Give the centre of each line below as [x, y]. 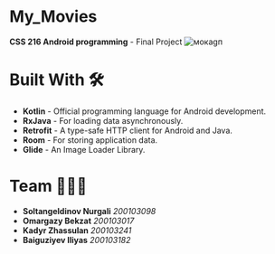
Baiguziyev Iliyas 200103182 [76, 240]
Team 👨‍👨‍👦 [48, 186]
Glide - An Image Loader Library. [84, 149]
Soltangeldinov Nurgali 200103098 [89, 211]
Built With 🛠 [57, 80]
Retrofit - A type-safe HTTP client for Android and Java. [128, 130]
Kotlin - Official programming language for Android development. [144, 111]
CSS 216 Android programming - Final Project [96, 42]
